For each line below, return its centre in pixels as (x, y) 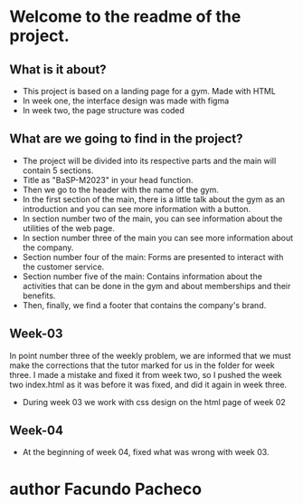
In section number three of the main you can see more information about (158, 237)
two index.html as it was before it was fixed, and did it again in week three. (148, 384)
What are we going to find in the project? (126, 139)
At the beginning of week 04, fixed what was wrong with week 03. (146, 452)
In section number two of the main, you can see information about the (152, 218)
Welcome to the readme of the (125, 17)
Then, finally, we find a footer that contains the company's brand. (144, 305)
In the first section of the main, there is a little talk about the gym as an (154, 199)
